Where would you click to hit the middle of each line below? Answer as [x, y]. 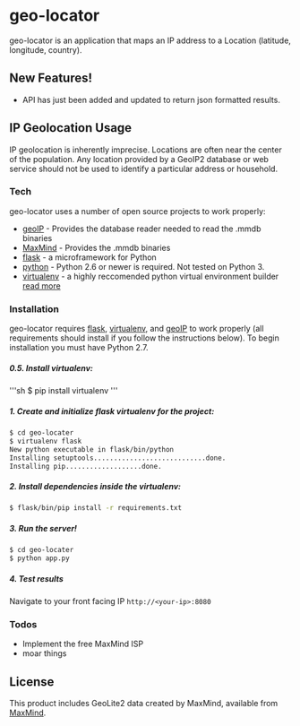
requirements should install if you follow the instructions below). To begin [144, 338]
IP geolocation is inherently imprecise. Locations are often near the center [146, 150]
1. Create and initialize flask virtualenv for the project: [112, 411]
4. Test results [37, 578]
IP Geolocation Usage [71, 128]
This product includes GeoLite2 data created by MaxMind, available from [144, 704]
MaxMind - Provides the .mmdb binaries [96, 247]
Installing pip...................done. [86, 466]
